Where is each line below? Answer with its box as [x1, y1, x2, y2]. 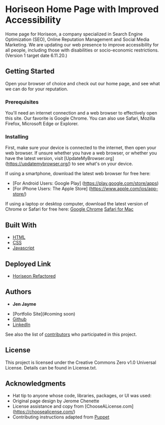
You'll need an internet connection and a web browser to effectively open [5, 110, 157, 116]
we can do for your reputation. [5, 86, 68, 92]
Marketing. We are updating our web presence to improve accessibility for [5, 41, 159, 47]
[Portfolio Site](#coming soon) [12, 310, 75, 316]
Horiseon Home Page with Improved [5, 4, 159, 15]
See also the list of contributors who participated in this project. [5, 331, 137, 337]
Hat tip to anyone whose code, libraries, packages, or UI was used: [12, 393, 152, 399]
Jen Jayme [12, 301, 36, 307]
